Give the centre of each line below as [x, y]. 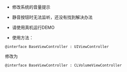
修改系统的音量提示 [31, 7]
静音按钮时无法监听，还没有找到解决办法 [52, 17]
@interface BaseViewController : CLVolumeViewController [63, 65]
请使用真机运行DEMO [33, 27]
